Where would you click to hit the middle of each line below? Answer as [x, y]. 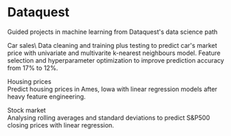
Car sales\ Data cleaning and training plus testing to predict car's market [112, 45]
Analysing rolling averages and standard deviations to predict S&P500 [108, 118]
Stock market [27, 110]
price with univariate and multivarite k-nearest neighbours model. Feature [114, 53]
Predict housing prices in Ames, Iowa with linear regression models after [112, 89]
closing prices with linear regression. [61, 125]
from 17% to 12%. [33, 68]
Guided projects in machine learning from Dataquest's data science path [113, 32]
